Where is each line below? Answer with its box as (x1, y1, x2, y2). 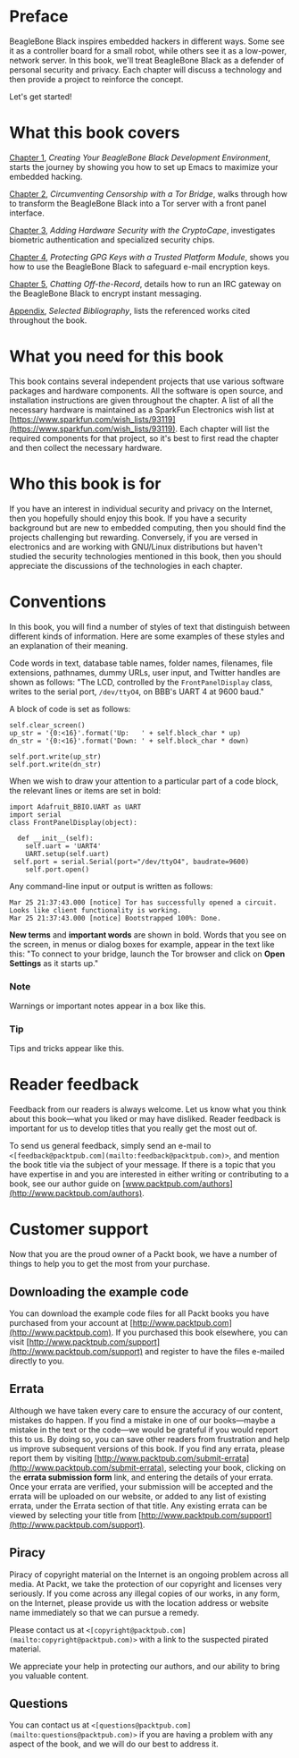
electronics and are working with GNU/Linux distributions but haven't (9, 541, 263, 552)
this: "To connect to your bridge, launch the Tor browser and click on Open (9, 948, 286, 959)
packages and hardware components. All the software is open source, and (9, 385, 284, 395)
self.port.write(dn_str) (9, 760, 102, 769)
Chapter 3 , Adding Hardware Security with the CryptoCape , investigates (9, 225, 276, 235)
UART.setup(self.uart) (25, 849, 110, 858)
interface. (9, 208, 45, 218)
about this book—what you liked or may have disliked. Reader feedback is (9, 1114, 281, 1125)
